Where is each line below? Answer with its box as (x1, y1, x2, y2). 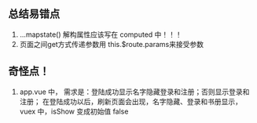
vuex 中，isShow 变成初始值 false (19, 107, 129, 116)
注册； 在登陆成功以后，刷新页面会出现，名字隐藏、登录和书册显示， (19, 96, 242, 106)
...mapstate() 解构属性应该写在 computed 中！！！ (19, 30, 182, 39)
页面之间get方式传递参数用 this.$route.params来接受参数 (19, 39, 204, 49)
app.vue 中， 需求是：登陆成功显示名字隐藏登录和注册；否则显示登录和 (19, 87, 250, 96)
